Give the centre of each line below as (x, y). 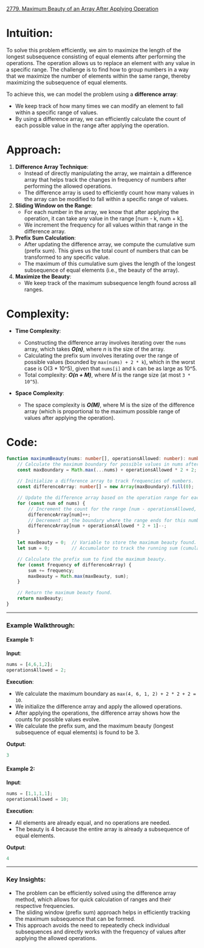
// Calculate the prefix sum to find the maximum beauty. (92, 559)
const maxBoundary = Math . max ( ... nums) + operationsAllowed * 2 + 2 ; (107, 470)
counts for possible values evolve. (58, 719)
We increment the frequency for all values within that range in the (106, 225)
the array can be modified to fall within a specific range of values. (106, 199)
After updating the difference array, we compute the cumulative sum (110, 244)
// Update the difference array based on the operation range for (103, 498)
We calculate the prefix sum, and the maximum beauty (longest (94, 726)
